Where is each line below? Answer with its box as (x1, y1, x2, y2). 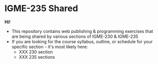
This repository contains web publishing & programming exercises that (11, 28, 154, 34)
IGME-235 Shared (4, 3, 78, 14)
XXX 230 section (18, 49, 53, 55)
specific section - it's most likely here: (11, 44, 88, 49)
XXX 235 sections (18, 54, 55, 60)
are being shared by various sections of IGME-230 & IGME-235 (11, 33, 139, 39)
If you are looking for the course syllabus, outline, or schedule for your (11, 38, 153, 44)
